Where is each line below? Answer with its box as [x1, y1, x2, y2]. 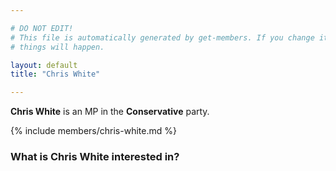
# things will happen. [10, 42, 105, 52]
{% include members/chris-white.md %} [10, 125, 177, 137]
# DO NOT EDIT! [10, 23, 74, 33]
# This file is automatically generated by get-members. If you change [10, 32, 315, 43]
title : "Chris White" [10, 69, 101, 80]
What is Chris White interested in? [10, 150, 180, 164]
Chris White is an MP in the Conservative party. [10, 106, 210, 118]
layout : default [10, 60, 78, 70]
